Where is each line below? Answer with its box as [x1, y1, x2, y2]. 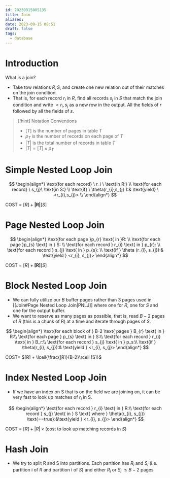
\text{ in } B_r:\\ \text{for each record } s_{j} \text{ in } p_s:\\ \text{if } [14, 338, 156, 345]
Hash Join [5, 443, 49, 455]
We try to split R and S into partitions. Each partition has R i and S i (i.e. [12, 460, 158, 467]
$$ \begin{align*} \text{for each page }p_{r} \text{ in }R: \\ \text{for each [10, 236, 161, 242]
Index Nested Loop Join [5, 372, 107, 383]
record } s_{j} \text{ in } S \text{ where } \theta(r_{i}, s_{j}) [25, 411, 145, 417]
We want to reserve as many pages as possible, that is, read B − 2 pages [12, 313, 165, 319]
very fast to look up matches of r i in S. [12, 394, 92, 401]
